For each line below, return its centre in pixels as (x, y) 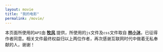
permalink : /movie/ (25, 18)
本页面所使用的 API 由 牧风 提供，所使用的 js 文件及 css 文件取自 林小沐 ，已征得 (81, 33)
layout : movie (19, 9)
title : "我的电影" (22, 14)
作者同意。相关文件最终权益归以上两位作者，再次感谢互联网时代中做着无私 (79, 39)
